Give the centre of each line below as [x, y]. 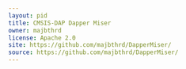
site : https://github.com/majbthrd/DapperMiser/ [90, 45]
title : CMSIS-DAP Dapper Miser [60, 23]
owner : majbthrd [35, 30]
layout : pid [28, 15]
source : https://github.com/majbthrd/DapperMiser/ [93, 52]
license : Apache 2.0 [42, 38]
